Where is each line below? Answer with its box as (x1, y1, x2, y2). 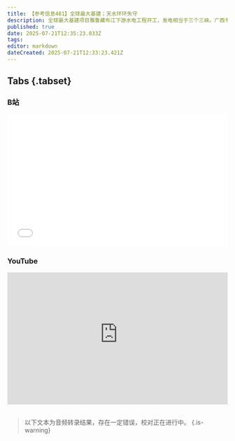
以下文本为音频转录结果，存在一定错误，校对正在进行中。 (24, 418, 190, 426)
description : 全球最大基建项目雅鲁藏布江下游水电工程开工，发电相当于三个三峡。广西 (7, 17, 225, 24)
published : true (7, 23, 55, 30)
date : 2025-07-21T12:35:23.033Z (7, 29, 101, 37)
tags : (7, 36, 23, 43)
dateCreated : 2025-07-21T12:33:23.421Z (7, 50, 124, 57)
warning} (24, 426, 51, 434)
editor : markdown (7, 43, 58, 50)
